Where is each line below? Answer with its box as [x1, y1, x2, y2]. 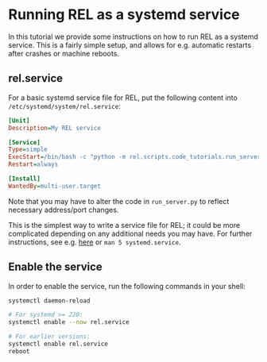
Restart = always [8, 160, 59, 168]
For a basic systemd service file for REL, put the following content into [8, 93, 238, 102]
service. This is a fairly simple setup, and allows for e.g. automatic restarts [8, 40, 252, 49]
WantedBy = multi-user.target [8, 182, 102, 190]
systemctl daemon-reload [8, 296, 91, 305]
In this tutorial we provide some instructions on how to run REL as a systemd [8, 32, 258, 41]
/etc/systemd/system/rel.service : [8, 101, 121, 110]
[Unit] [8, 117, 30, 125]
